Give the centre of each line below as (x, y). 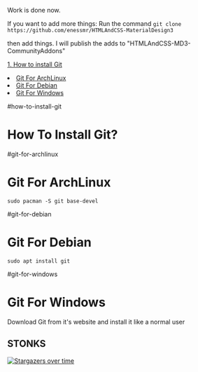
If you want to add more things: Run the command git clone (94, 23)
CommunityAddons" (36, 51)
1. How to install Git (35, 64)
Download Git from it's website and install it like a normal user (96, 322)
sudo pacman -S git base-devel (53, 201)
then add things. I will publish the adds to (66, 43)
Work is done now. (34, 10)
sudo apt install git (39, 261)
